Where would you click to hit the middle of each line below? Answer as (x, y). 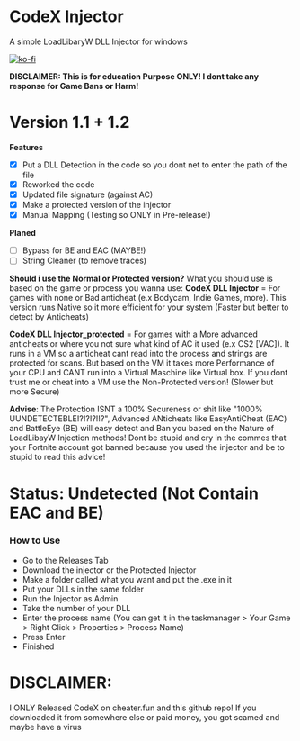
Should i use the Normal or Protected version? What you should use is (141, 279)
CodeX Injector (66, 17)
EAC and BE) (57, 513)
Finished (38, 646)
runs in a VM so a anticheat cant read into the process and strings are (138, 354)
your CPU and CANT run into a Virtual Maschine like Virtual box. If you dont (149, 373)
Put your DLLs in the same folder (83, 589)
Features (26, 147)
